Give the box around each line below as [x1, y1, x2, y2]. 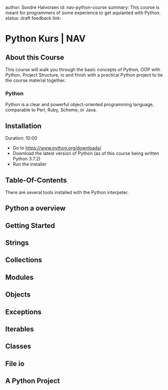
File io [5, 359, 24, 368]
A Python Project [5, 377, 60, 385]
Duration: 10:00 [5, 135, 38, 141]
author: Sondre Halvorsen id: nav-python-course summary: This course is [5, 5, 160, 10]
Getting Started [5, 221, 55, 230]
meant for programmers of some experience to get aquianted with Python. [5, 10, 161, 16]
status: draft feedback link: [5, 15, 61, 21]
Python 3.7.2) [12, 156, 41, 162]
